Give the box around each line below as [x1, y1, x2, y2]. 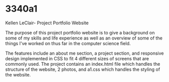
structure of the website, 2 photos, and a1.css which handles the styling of [5, 66, 160, 72]
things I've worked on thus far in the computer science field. [5, 40, 131, 46]
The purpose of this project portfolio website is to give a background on [5, 29, 155, 35]
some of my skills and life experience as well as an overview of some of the [5, 35, 163, 41]
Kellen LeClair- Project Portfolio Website [5, 20, 89, 26]
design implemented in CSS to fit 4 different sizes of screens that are [5, 55, 149, 61]
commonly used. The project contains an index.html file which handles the [5, 61, 160, 67]
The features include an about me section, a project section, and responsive [5, 50, 164, 56]
